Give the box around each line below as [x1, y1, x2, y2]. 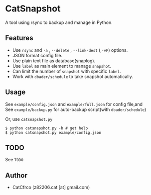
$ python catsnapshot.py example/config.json [5, 130, 101, 135]
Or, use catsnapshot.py [5, 116, 53, 122]
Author [5, 171, 27, 180]
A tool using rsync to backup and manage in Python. [5, 19, 113, 25]
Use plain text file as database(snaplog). [12, 58, 96, 64]
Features [5, 34, 33, 42]
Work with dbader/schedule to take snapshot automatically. [12, 73, 133, 80]
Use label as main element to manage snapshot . [12, 63, 112, 69]
